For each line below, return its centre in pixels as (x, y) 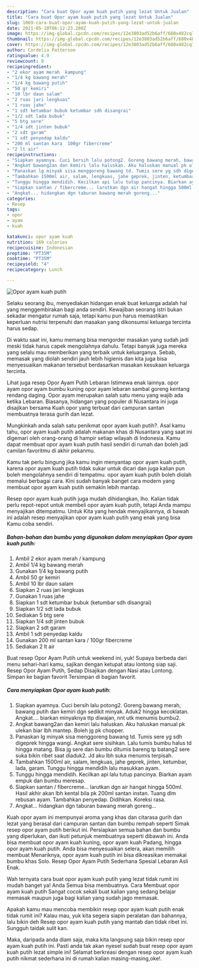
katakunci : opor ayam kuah (40, 237)
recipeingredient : (29, 67)
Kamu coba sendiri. (30, 523)
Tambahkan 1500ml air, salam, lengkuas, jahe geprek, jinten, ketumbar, (101, 762)
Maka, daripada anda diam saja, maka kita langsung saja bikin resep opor (96, 939)
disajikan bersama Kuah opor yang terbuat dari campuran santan (86, 407)
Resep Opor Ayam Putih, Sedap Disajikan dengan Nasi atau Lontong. (90, 670)
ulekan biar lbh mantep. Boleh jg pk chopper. (70, 730)
